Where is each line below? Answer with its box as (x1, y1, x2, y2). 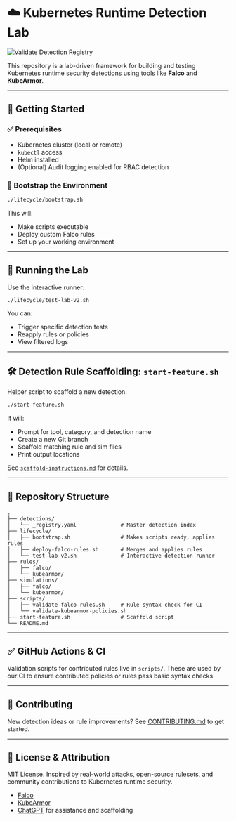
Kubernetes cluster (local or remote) (17, 140, 123, 149)
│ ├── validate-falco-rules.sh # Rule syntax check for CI (7, 601, 202, 608)
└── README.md (7, 619, 49, 626)
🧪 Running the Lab (7, 264, 89, 277)
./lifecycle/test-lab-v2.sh (7, 296, 90, 303)
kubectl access (17, 147, 63, 156)
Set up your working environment (17, 237, 114, 246)
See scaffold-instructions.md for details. (7, 464, 129, 472)
